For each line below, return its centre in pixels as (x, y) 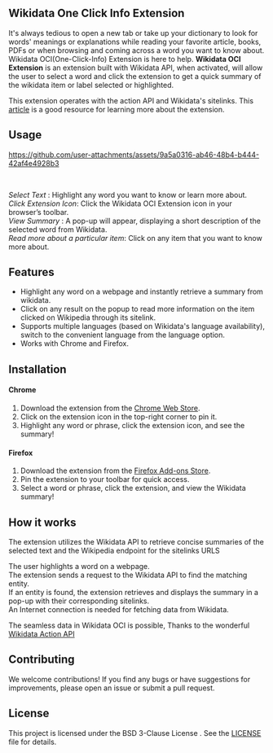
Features (31, 272)
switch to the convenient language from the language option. (123, 335)
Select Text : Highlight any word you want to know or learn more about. (128, 195)
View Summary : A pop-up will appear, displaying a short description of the (134, 221)
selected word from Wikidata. (58, 229)
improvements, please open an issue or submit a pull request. (112, 688)
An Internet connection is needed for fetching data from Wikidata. (119, 610)
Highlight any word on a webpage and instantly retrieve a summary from (141, 291)
